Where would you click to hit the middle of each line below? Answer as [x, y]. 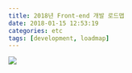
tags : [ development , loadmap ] [59, 38]
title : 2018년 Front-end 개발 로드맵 [66, 16]
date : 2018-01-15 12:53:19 [54, 23]
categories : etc [35, 30]
